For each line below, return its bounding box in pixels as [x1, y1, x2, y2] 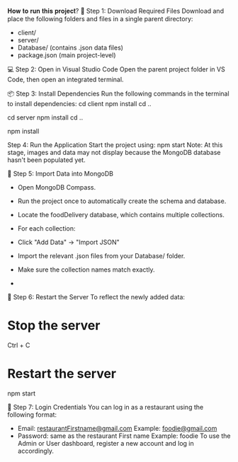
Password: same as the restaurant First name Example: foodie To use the [17, 432, 231, 440]
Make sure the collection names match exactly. [17, 265, 155, 274]
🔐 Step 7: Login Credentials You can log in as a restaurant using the [7, 403, 204, 411]
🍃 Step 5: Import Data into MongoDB [7, 170, 113, 178]
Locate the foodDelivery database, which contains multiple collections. [17, 211, 225, 219]
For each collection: [17, 224, 76, 233]
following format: [7, 410, 57, 419]
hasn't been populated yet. [7, 156, 86, 164]
